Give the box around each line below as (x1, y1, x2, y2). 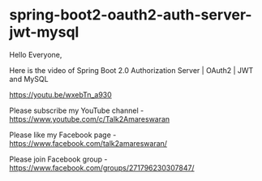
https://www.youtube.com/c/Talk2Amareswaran (9, 114, 170, 123)
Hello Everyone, (9, 50, 62, 59)
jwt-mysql (9, 23, 79, 41)
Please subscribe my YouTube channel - (9, 106, 144, 115)
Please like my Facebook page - (9, 130, 117, 140)
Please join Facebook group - (9, 154, 108, 164)
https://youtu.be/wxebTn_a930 (9, 89, 112, 99)
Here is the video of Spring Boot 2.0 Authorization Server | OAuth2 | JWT (9, 65, 254, 75)
